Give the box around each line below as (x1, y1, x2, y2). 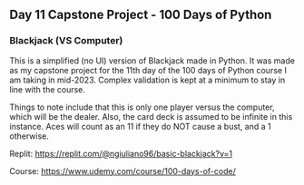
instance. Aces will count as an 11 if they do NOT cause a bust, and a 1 (9, 121, 271, 131)
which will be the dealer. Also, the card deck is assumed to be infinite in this (9, 111, 293, 122)
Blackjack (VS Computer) (9, 34, 123, 47)
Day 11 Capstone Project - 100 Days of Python (9, 7, 272, 23)
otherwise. (9, 131, 50, 141)
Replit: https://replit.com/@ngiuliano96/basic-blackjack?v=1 (9, 148, 233, 159)
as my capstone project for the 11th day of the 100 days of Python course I (9, 64, 288, 75)
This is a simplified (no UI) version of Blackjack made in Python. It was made (9, 54, 295, 66)
